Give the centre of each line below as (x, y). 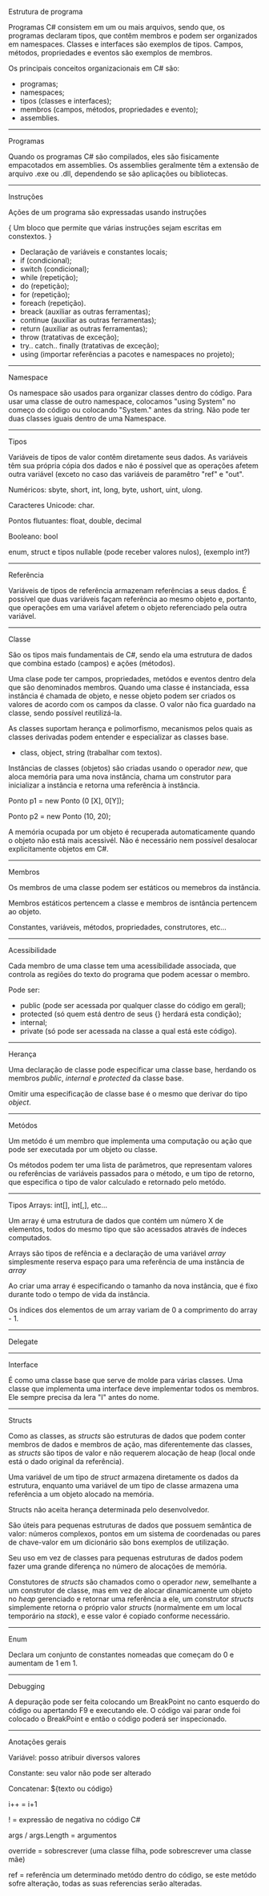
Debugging (27, 1686)
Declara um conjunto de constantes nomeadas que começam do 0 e (121, 1654)
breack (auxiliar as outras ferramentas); (85, 311)
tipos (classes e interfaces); (66, 101)
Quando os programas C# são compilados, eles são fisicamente (114, 157)
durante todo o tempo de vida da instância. (79, 1294)
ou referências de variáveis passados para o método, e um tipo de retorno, (132, 1174)
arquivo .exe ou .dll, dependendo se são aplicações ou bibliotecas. (118, 173)
